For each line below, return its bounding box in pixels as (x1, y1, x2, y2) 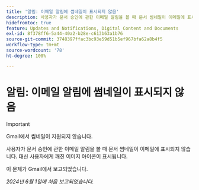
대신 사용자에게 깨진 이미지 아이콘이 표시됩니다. (18, 153, 128, 160)
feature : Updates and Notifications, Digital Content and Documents (6, 25, 179, 31)
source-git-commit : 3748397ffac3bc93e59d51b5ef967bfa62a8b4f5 (6, 36, 163, 42)
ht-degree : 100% (6, 53, 46, 59)
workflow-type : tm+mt (6, 42, 60, 48)
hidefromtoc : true (6, 20, 52, 26)
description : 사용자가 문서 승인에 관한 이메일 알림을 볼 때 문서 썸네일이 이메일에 (6, 14, 185, 20)
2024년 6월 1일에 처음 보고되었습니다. (6, 178, 94, 185)
